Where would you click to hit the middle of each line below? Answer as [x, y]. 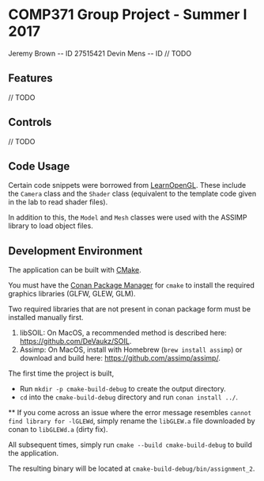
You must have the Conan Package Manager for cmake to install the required [132, 285]
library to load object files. [51, 226]
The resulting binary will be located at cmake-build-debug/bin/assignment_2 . [132, 468]
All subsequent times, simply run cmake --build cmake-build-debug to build [130, 445]
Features [30, 78]
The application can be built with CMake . [75, 270]
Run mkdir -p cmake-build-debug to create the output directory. [123, 389]
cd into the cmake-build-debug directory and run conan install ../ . [129, 397]
